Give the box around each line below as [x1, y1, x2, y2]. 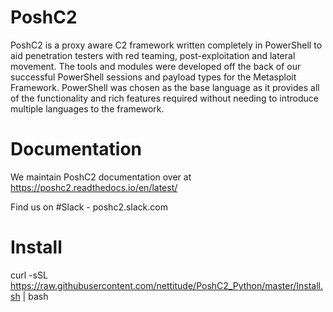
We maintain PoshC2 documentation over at [10, 171, 192, 183]
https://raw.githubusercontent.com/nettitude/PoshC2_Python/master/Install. [10, 279, 323, 291]
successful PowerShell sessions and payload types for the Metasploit [10, 71, 297, 83]
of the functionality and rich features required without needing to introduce [10, 92, 319, 104]
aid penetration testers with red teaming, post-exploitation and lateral [10, 49, 296, 61]
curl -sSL [10, 269, 48, 281]
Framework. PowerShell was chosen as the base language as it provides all [10, 81, 320, 93]
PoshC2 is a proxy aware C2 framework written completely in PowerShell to [10, 39, 323, 51]
